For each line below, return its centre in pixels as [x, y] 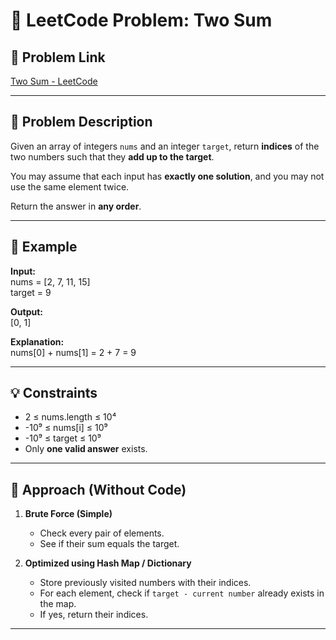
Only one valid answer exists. [86, 449]
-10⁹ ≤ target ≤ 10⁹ [63, 438]
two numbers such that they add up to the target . [112, 156]
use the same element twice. [70, 186]
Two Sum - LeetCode [54, 81]
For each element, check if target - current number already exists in [182, 593]
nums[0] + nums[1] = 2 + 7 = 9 [73, 352]
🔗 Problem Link [58, 57]
